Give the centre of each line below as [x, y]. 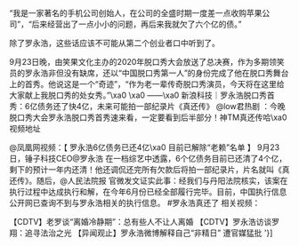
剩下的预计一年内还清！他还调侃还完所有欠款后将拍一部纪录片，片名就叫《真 [149, 170]
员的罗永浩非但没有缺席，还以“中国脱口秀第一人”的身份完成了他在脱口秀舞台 [149, 73]
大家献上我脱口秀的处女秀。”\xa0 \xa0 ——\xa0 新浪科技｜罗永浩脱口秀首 [142, 95]
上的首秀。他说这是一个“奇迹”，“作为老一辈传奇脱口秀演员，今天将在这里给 [147, 84]
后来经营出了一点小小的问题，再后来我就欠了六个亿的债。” [137, 24]
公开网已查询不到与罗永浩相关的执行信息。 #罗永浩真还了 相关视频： [135, 203]
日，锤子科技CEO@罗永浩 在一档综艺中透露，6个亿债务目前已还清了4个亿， [148, 159]
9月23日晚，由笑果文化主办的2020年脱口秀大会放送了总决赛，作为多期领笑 [147, 62]
